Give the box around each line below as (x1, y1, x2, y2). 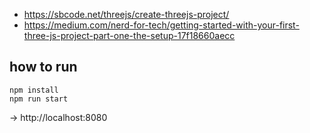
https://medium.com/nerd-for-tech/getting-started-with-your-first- (23, 19, 300, 31)
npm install (9, 85, 59, 95)
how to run (9, 59, 78, 76)
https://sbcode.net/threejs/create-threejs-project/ (23, 9, 230, 20)
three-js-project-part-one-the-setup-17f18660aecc (23, 30, 236, 41)
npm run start (9, 94, 69, 104)
